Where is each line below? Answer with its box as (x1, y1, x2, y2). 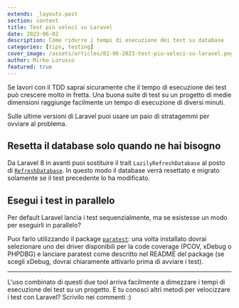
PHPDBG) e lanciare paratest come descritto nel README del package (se (7, 250, 225, 258)
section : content (7, 17, 59, 24)
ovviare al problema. (7, 119, 68, 128)
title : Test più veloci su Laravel (7, 23, 113, 31)
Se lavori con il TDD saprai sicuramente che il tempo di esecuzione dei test (7, 83, 227, 91)
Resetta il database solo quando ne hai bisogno (7, 140, 221, 152)
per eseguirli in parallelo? (7, 221, 82, 230)
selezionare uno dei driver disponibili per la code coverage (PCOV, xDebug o (7, 243, 232, 251)
